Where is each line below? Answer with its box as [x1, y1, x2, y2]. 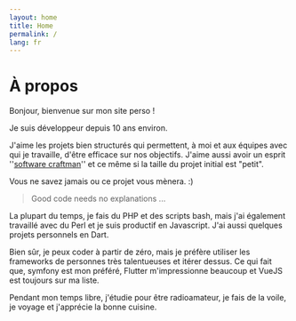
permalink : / [9, 29, 58, 38]
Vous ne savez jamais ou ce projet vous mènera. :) [9, 176, 194, 187]
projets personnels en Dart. [9, 229, 109, 240]
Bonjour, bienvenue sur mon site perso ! [9, 106, 156, 116]
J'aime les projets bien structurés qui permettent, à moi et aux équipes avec [9, 140, 288, 151]
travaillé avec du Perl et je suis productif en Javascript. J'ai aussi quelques [9, 220, 283, 231]
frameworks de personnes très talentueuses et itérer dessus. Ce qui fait [9, 256, 273, 267]
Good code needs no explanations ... [30, 193, 166, 205]
